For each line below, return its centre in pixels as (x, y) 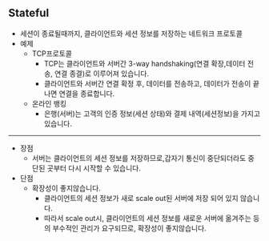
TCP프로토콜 (52, 53)
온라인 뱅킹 (49, 103)
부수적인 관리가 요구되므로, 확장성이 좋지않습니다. (129, 228)
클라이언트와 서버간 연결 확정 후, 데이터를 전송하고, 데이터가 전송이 (147, 83)
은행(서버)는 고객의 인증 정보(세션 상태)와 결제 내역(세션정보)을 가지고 (152, 113)
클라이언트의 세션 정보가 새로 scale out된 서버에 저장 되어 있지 (141, 198)
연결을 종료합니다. (87, 93)
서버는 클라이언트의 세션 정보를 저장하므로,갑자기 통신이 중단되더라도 (139, 158)
